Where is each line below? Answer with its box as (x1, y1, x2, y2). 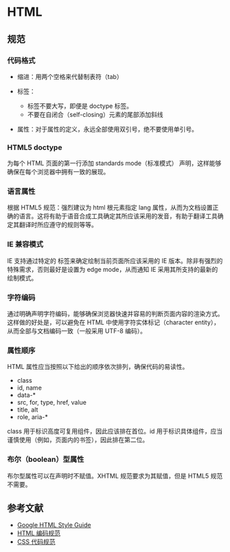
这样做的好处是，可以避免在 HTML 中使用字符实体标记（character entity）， (7, 318, 220, 327)
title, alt (16, 405, 38, 414)
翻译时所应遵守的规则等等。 (19, 221, 97, 229)
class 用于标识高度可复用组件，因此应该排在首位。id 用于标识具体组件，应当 (7, 427, 223, 436)
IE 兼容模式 (7, 240, 43, 249)
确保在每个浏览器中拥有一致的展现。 (7, 168, 110, 176)
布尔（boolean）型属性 (7, 455, 84, 465)
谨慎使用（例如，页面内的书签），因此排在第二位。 (7, 436, 149, 444)
